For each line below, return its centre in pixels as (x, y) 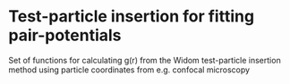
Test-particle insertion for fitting (132, 17)
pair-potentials (65, 35)
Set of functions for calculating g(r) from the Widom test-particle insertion (145, 60)
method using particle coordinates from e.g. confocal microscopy (129, 70)
